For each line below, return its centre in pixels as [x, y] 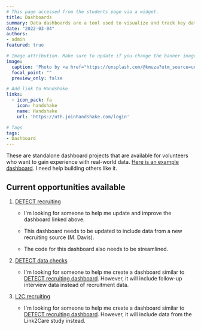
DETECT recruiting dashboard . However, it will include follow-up [103, 278]
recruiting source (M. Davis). [59, 237]
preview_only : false [37, 78]
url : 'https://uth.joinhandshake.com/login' [73, 117]
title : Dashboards [29, 17]
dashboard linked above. [54, 219]
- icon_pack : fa [32, 100]
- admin [16, 39]
